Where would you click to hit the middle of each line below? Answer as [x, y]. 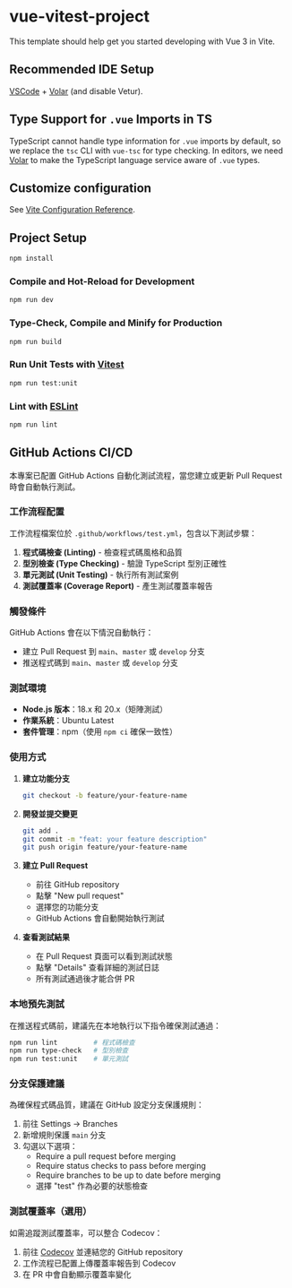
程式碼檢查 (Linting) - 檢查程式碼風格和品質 [102, 552]
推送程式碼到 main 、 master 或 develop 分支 [100, 663]
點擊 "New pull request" [80, 896]
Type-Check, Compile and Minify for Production [116, 323]
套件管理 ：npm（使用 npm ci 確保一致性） [99, 731]
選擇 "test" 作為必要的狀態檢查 [92, 1186]
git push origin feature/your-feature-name [105, 847]
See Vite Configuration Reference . [73, 210]
